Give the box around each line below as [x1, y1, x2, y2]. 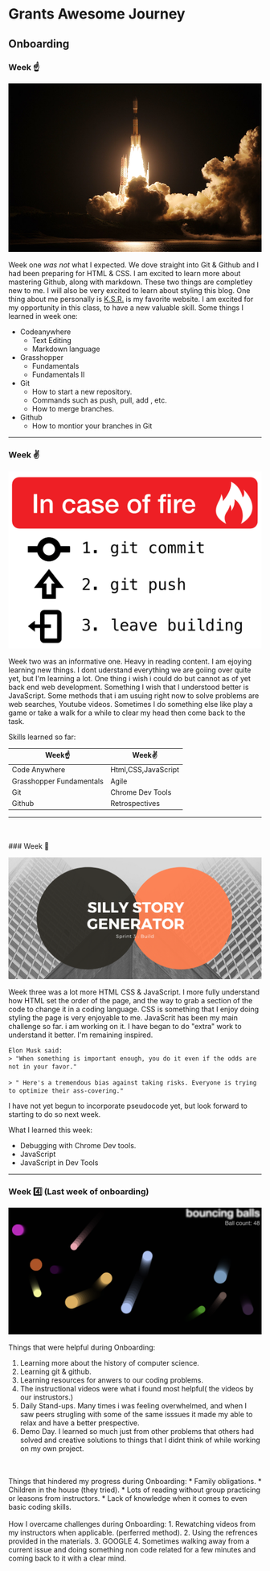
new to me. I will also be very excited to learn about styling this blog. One [8, 286, 251, 296]
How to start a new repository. [31, 387, 133, 397]
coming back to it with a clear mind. [8, 1553, 127, 1563]
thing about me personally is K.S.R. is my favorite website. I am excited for [8, 295, 254, 304]
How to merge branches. [31, 404, 115, 414]
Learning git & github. [19, 1366, 92, 1377]
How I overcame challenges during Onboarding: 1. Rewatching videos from [8, 1519, 256, 1529]
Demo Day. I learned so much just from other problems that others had [19, 1427, 255, 1437]
